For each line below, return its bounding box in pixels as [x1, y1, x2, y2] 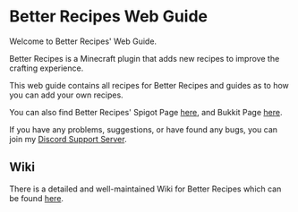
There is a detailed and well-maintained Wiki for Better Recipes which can [9, 183, 282, 194]
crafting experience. [9, 63, 84, 73]
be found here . [9, 192, 64, 203]
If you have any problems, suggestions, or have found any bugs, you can [9, 123, 278, 135]
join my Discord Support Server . [9, 133, 127, 144]
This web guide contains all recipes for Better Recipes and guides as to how [9, 80, 289, 90]
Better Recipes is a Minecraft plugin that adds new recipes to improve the [9, 53, 280, 64]
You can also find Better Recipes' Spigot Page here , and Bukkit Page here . [9, 106, 283, 117]
